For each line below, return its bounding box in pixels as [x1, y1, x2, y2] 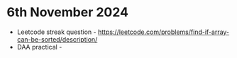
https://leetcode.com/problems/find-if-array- [97, 28, 230, 36]
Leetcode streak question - [16, 28, 97, 36]
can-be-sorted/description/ [16, 35, 98, 43]
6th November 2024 [6, 4, 129, 21]
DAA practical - [16, 42, 62, 51]
